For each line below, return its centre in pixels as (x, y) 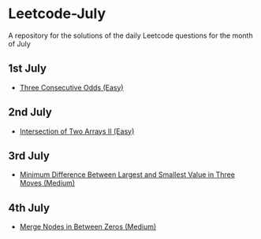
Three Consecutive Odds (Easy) (71, 87)
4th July (29, 208)
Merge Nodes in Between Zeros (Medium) (88, 227)
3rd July (29, 155)
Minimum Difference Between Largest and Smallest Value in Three (127, 175)
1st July (28, 69)
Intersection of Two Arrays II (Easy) (77, 131)
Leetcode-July (57, 14)
